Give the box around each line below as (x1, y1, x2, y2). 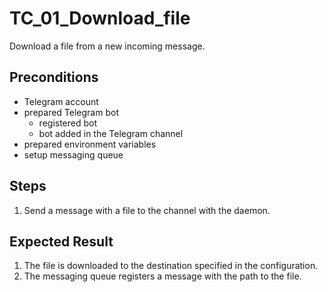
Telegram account (23, 95, 99, 107)
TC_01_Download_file (9, 7, 191, 30)
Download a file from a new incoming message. (9, 40, 206, 52)
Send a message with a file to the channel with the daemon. (23, 204, 271, 216)
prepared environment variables (23, 138, 157, 150)
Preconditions (9, 69, 99, 86)
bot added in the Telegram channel (38, 127, 184, 139)
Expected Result (9, 233, 114, 250)
